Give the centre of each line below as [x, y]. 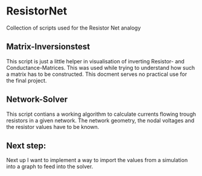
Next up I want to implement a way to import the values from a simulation [97, 160]
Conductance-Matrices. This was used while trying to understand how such [101, 68]
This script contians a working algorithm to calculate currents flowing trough [101, 114]
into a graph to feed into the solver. [50, 166]
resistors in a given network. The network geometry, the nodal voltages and [100, 120]
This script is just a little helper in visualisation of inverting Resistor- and [96, 61]
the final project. [27, 80]
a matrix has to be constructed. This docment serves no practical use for [97, 74]
